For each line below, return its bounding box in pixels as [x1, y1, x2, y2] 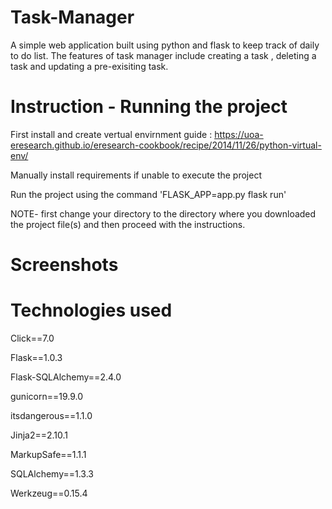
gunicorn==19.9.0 [10, 391, 83, 402]
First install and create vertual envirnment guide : [10, 128, 213, 140]
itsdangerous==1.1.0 [10, 410, 93, 421]
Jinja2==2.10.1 [10, 429, 69, 441]
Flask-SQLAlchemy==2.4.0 [10, 371, 122, 383]
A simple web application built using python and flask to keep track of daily [10, 39, 320, 51]
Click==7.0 [10, 332, 55, 344]
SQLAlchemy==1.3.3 [10, 468, 94, 480]
